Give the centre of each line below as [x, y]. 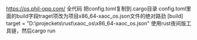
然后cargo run [39, 31]
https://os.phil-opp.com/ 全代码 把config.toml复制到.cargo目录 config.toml [96, 9]
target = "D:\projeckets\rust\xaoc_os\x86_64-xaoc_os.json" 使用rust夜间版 [96, 23]
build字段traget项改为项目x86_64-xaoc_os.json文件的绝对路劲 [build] [100, 16]
